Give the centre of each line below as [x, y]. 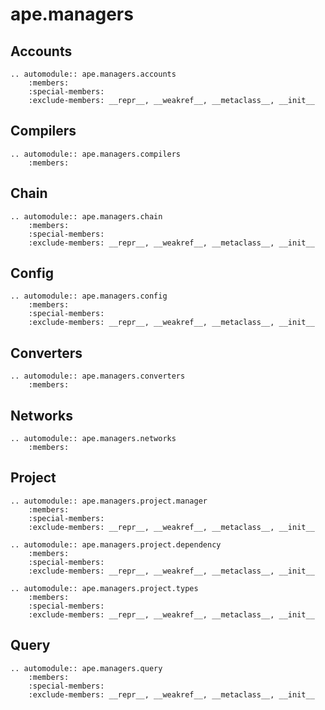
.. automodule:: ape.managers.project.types [104, 588]
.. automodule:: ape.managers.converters [98, 376]
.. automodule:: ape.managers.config [89, 296]
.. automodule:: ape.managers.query [86, 668]
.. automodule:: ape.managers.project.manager [109, 501]
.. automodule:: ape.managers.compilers [96, 154]
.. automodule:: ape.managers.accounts [93, 74]
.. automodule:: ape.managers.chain [86, 216]
